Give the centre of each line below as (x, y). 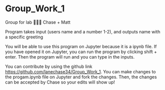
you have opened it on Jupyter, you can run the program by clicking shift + (81, 52)
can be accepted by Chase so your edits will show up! (60, 82)
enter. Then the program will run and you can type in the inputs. (70, 57)
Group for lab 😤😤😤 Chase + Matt (38, 22)
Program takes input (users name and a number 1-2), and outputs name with (83, 31)
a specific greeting (24, 37)
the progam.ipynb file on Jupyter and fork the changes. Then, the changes (81, 77)
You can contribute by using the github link (49, 66)
